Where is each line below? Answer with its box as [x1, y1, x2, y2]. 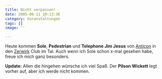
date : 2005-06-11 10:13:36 [5, 12, 60, 17]
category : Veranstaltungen [5, 16, 60, 21]
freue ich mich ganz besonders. [5, 53, 70, 59]
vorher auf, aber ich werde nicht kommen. [5, 68, 90, 74]
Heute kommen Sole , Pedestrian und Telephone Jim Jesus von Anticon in [5, 43, 156, 49]
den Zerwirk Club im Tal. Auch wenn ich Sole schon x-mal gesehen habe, [5, 49, 154, 54]
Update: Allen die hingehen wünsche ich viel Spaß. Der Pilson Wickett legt [5, 63, 157, 69]
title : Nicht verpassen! [5, 7, 56, 12]
